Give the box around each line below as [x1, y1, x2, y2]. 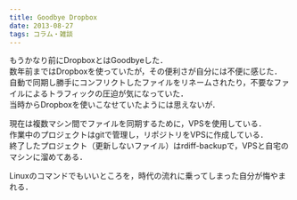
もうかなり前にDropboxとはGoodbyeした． [9, 55, 168, 66]
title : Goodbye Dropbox [9, 12, 98, 22]
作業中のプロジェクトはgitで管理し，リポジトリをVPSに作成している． [9, 130, 268, 140]
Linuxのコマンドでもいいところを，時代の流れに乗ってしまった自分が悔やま [9, 171, 286, 181]
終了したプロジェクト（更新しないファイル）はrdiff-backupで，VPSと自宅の [9, 140, 289, 151]
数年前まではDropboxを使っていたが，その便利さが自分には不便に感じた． [9, 66, 283, 76]
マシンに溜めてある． [9, 152, 87, 163]
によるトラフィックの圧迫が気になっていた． [24, 88, 189, 99]
